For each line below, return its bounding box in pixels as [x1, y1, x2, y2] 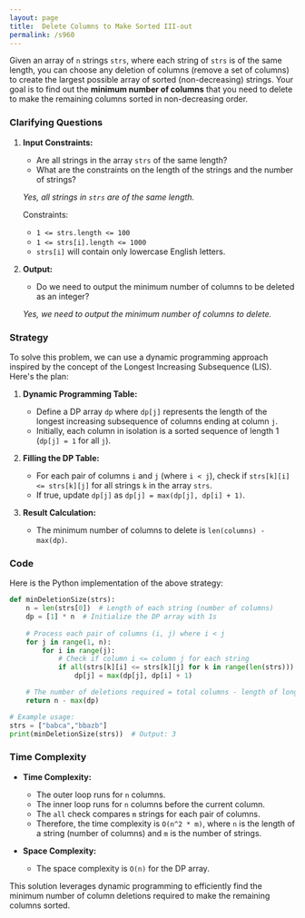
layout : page [9, 13, 59, 23]
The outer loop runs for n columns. [35, 789, 166, 800]
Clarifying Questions [9, 116, 103, 129]
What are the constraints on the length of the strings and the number [35, 164, 293, 175]
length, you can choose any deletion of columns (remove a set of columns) [9, 64, 290, 75]
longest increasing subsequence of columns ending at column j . [35, 415, 279, 427]
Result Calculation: [22, 507, 97, 518]
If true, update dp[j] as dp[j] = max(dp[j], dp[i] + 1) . [35, 489, 246, 500]
